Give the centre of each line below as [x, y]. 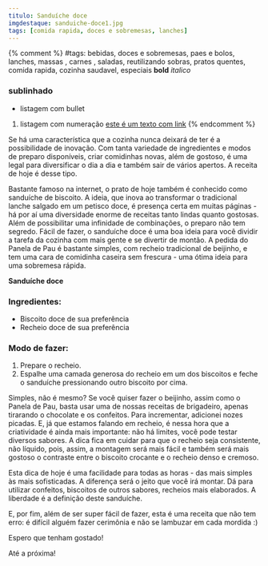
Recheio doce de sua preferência [74, 327]
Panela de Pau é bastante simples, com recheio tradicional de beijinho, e [128, 248]
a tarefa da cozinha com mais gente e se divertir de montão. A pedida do [128, 240]
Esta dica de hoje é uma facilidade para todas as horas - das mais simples [130, 473]
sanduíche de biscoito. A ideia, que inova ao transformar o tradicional [123, 197]
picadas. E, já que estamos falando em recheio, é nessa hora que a [119, 424]
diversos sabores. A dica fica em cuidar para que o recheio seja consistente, [134, 440]
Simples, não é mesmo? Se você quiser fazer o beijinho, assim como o [124, 398]
